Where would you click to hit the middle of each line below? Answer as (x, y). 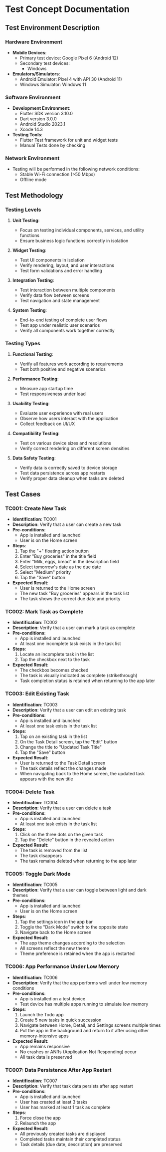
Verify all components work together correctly (67, 331)
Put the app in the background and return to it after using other (84, 1030)
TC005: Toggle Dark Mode (38, 874)
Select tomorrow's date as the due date (60, 567)
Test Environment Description (53, 28)
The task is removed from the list (54, 850)
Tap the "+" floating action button (54, 551)
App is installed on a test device (53, 998)
